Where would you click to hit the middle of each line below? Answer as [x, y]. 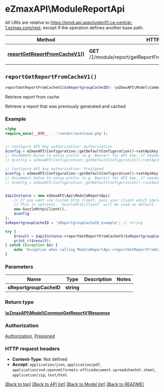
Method [46, 39]
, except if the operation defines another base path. [92, 27]
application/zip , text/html [40, 375]
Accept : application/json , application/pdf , [57, 365]
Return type [20, 302]
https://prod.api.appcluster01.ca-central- [92, 22]
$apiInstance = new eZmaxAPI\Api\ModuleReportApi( [58, 196]
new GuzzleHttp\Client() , [40, 209]
